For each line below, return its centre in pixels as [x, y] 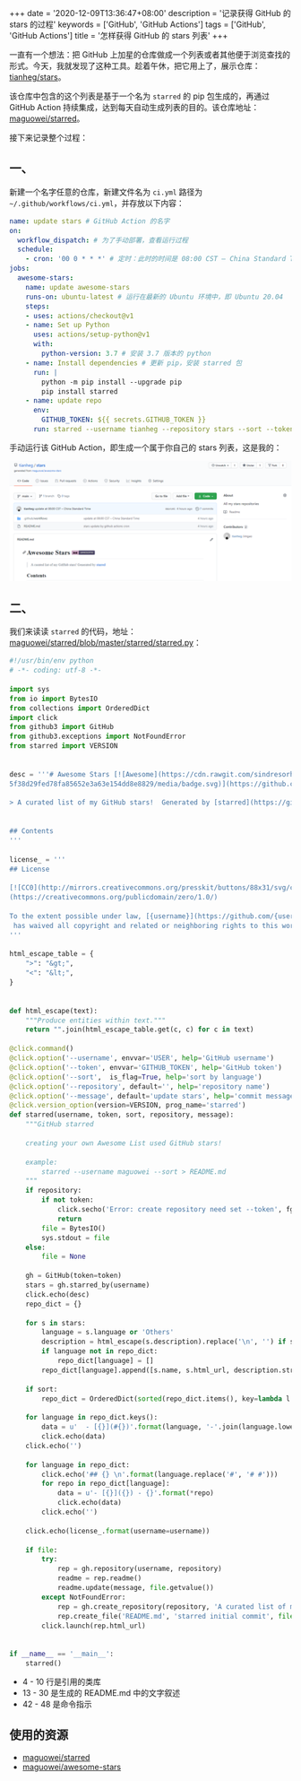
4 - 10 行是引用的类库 [61, 1681]
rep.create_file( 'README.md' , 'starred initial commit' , [166, 1616]
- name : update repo [64, 401]
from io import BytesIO [54, 699]
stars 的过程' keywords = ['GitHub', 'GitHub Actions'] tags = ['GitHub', [138, 24]
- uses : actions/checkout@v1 [80, 316]
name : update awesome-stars [77, 287]
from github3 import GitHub [62, 727]
